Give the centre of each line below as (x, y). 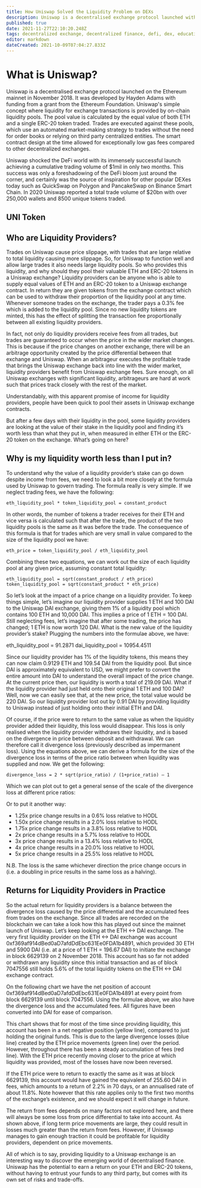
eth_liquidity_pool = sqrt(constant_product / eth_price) (80, 579)
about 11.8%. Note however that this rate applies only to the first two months (100, 1092)
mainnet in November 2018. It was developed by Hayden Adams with (91, 98)
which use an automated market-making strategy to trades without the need (100, 129)
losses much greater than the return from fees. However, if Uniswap (90, 1129)
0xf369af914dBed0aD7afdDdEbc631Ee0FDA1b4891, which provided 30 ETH (100, 943)
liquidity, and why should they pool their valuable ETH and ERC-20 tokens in (100, 271)
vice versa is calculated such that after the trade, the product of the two (95, 520)
